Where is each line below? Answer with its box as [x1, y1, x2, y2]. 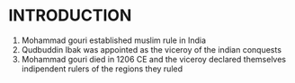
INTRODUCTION [8, 5, 132, 26]
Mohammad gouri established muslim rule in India [21, 35, 207, 46]
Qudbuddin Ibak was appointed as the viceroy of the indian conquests [21, 44, 282, 54]
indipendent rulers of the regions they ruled [21, 63, 183, 74]
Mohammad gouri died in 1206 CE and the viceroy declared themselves [21, 54, 287, 64]
